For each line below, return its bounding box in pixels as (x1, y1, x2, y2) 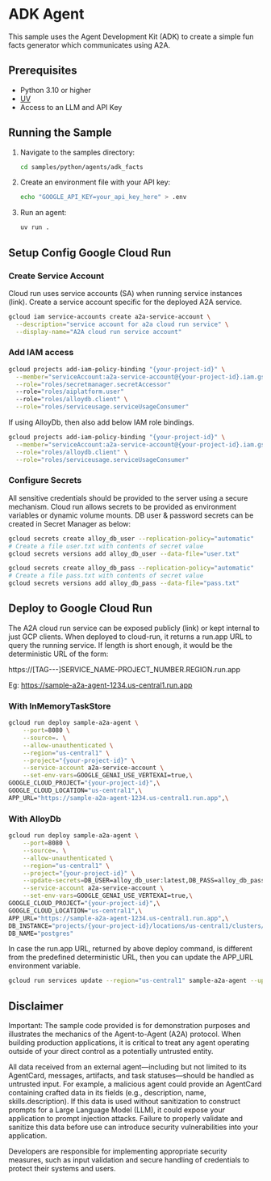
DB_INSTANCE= (8, 921, 52, 930)
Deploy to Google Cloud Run (8, 602, 153, 616)
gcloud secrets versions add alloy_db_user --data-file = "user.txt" (8, 549, 240, 558)
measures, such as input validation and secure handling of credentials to (8, 1155, 250, 1165)
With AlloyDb (8, 813, 62, 824)
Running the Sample (8, 126, 112, 140)
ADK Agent (8, 5, 85, 23)
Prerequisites (8, 64, 77, 78)
